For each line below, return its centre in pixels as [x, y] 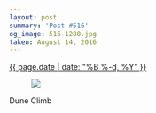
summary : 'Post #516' [49, 26]
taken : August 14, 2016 [53, 42]
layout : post [33, 17]
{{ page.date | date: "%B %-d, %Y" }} [78, 67]
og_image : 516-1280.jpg [53, 34]
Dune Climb [31, 101]
